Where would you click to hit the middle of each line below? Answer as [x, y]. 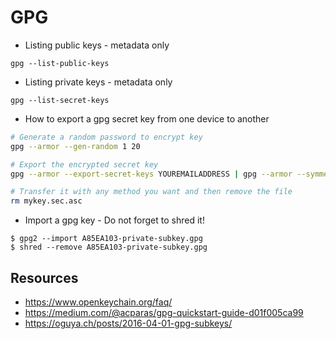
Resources [44, 277]
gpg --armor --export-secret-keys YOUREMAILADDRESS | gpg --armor [151, 174]
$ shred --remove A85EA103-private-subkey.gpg [109, 247]
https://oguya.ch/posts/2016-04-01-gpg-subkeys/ [128, 323]
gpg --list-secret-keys [60, 100]
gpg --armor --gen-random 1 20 [75, 146]
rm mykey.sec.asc [46, 201]
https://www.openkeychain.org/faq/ [98, 302]
